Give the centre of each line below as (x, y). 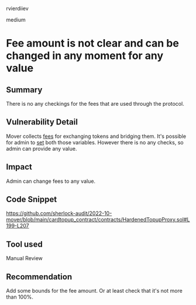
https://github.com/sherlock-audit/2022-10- (59, 213)
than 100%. (20, 297)
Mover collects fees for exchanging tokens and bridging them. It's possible (96, 136)
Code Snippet (32, 200)
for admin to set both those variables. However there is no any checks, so (95, 142)
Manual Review (24, 258)
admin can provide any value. (42, 148)
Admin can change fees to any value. (51, 181)
